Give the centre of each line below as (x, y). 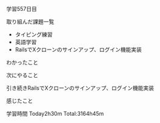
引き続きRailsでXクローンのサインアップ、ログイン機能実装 (80, 88)
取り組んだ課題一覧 (30, 22)
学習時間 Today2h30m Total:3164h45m (55, 114)
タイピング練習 (34, 34)
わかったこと (22, 62)
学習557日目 (22, 9)
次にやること (22, 75)
